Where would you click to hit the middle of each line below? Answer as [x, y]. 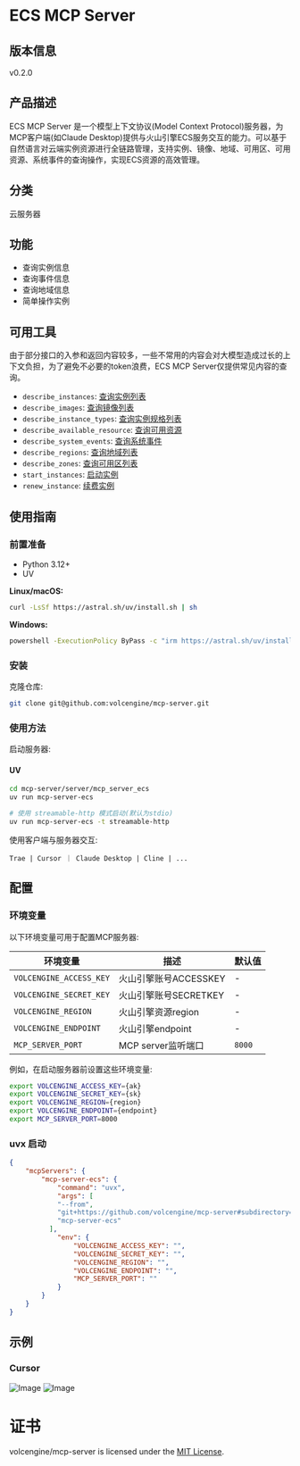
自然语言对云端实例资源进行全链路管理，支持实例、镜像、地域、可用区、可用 [150, 148]
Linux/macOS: [37, 591]
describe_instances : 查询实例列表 [84, 396]
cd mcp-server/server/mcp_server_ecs [79, 789]
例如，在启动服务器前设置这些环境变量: [81, 1069]
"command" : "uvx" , [91, 1187]
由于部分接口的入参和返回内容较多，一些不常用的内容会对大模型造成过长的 [146, 355]
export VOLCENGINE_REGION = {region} [75, 1103]
